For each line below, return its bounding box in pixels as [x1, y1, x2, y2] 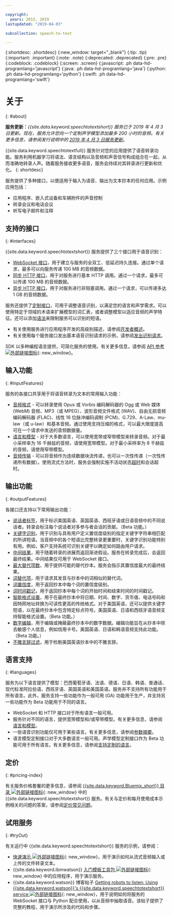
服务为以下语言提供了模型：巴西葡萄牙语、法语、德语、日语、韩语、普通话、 [5, 679, 167, 686]
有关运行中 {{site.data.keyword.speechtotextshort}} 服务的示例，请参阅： [5, 843, 160, 849]
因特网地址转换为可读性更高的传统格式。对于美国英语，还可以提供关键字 [12, 600, 165, 607]
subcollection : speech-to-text [5, 31, 72, 36]
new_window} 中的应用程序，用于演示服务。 [12, 873, 106, 879]
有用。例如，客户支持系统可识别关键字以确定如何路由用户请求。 [12, 543, 147, 549]
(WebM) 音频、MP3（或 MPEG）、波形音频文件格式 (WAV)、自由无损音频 [12, 408, 166, 414]
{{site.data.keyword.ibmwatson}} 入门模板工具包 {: [12, 866, 152, 873]
